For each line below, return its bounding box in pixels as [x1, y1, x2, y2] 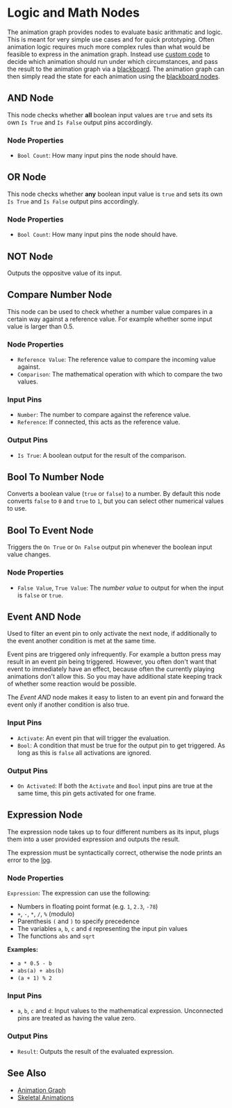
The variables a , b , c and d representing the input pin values [17, 925, 188, 933]
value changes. [7, 550, 51, 559]
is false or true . [17, 590, 64, 599]
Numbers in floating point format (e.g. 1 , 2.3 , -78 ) [17, 902, 158, 911]
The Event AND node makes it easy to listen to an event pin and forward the [7, 693, 224, 702]
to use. [7, 504, 27, 513]
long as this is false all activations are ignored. [17, 748, 151, 756]
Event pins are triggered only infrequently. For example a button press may [7, 650, 222, 659]
